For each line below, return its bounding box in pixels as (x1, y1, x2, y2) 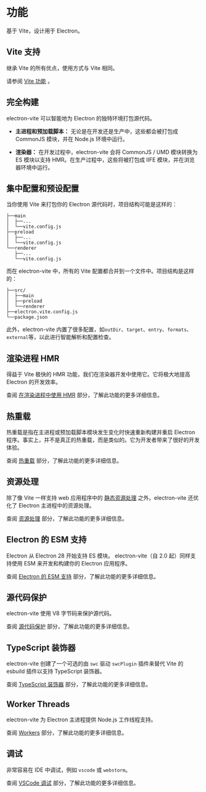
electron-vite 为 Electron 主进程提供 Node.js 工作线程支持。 (6, 716, 156, 723)
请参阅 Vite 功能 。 (6, 77, 53, 85)
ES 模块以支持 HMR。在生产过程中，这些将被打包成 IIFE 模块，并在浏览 (15, 156, 195, 163)
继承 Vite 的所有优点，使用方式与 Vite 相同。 (6, 64, 118, 71)
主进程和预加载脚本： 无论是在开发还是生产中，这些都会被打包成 (15, 127, 178, 135)
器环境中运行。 (15, 163, 53, 171)
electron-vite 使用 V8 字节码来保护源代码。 (6, 610, 115, 617)
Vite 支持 (6, 47, 41, 57)
